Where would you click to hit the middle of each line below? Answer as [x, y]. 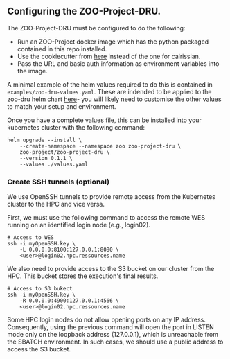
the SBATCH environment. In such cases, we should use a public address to [115, 342]
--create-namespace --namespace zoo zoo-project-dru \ [100, 146]
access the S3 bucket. [39, 349]
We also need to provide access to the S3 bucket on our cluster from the [111, 269]
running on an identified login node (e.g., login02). [79, 225]
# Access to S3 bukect [40, 289]
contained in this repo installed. [62, 49]
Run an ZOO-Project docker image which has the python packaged [113, 42]
